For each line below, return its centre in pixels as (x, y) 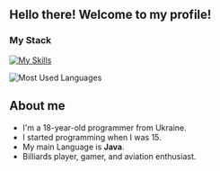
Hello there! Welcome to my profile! (110, 15)
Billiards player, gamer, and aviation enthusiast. (109, 156)
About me (37, 106)
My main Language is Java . (73, 147)
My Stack (31, 40)
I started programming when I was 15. (92, 137)
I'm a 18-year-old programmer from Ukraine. (104, 127)
